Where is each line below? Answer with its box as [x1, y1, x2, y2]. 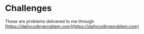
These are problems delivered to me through [5, 18, 95, 24]
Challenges [5, 3, 52, 14]
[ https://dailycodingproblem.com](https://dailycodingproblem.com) [5, 23, 139, 29]
